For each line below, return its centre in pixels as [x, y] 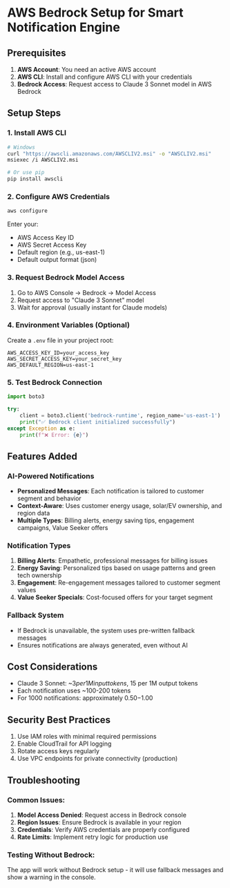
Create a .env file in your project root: [60, 340]
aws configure [28, 211]
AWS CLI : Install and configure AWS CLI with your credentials [105, 77]
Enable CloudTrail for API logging [64, 744]
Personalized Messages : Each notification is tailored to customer [111, 491]
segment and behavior [49, 498]
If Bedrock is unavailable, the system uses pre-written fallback [106, 630]
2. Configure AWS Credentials [59, 196]
